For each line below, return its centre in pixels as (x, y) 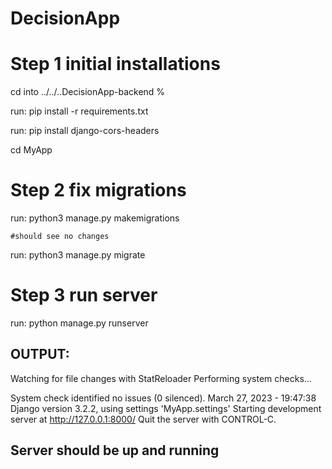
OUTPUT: (40, 354)
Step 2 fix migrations (98, 190)
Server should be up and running (115, 450)
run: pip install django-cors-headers (85, 131)
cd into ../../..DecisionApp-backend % (88, 92)
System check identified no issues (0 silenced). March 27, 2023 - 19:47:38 (163, 398)
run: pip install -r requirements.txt (79, 111)
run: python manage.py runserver (79, 323)
